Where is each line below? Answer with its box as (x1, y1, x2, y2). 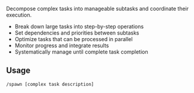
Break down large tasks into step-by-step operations (14, 23, 144, 30)
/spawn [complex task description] (6, 81, 94, 87)
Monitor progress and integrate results (14, 42, 109, 49)
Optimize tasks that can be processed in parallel (14, 36, 133, 42)
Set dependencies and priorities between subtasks (14, 29, 139, 36)
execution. (6, 11, 32, 18)
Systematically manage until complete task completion (14, 48, 148, 55)
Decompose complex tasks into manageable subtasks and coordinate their (6, 5, 189, 12)
